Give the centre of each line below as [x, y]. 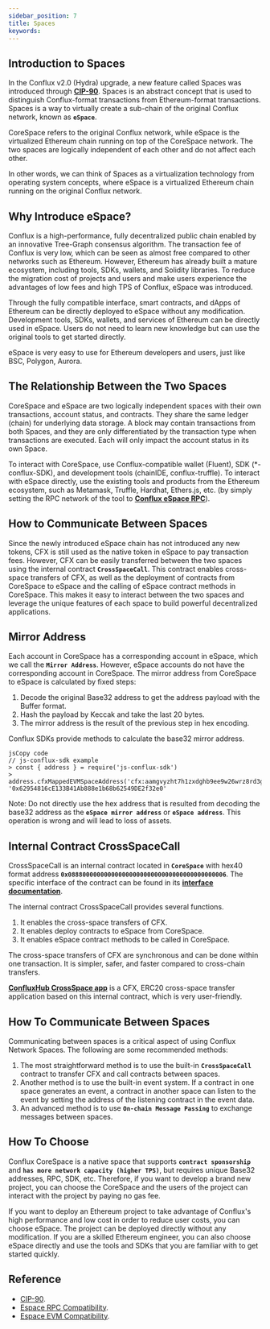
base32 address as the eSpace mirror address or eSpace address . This [125, 812]
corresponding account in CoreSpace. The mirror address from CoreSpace [133, 673]
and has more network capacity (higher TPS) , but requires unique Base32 [132, 1170]
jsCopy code [28, 754]
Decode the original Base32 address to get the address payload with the [140, 698]
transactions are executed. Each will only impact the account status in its [129, 440]
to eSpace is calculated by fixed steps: [72, 682]
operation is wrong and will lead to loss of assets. [90, 821]
